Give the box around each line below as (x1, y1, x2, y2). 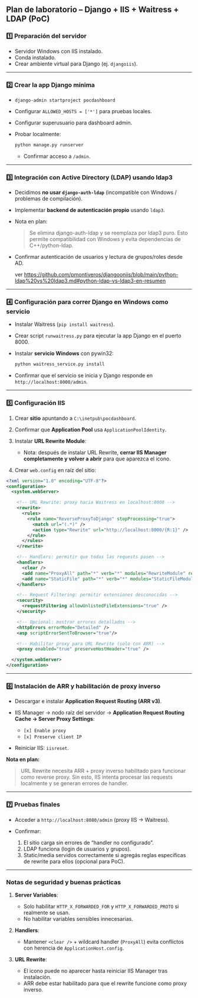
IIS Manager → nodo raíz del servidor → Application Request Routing (14, 709, 184, 716)
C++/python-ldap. (29, 242, 74, 249)
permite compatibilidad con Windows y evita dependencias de (29, 236, 181, 243)
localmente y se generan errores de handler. (20, 780, 128, 787)
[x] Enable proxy (23, 728, 67, 734)
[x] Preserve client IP (23, 734, 82, 740)
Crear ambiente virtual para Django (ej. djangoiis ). (14, 60, 138, 67)
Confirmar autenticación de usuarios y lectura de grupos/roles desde (14, 253, 183, 261)
